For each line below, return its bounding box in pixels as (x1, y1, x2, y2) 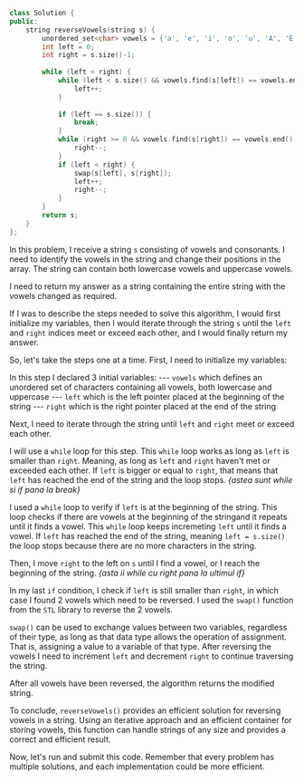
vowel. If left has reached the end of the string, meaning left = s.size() (9, 530, 286, 541)
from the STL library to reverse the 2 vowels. (9, 603, 174, 615)
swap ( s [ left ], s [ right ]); (73, 169, 172, 178)
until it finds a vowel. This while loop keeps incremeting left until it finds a (9, 521, 287, 532)
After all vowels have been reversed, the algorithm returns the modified (9, 678, 275, 689)
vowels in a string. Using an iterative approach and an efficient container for (9, 714, 292, 725)
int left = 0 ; (42, 42, 95, 52)
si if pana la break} (9, 484, 81, 495)
